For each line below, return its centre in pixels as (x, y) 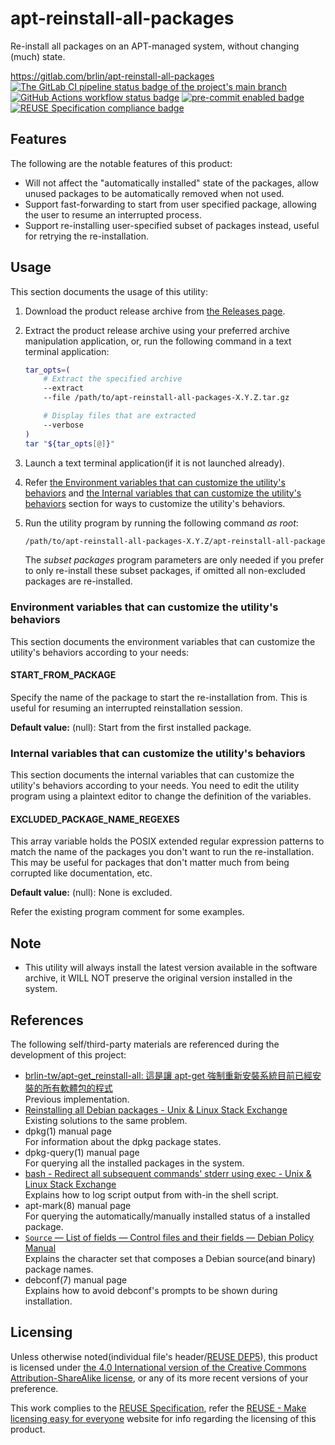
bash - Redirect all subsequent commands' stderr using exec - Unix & (168, 1174)
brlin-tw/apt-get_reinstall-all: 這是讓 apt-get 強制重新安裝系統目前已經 (168, 1076)
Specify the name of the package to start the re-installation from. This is (159, 697)
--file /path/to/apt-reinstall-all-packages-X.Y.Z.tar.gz (166, 398)
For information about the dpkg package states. (123, 1142)
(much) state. (38, 56)
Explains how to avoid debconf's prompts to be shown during (151, 1291)
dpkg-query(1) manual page (82, 1153)
